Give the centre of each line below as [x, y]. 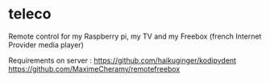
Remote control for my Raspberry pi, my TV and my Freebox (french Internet [135, 36]
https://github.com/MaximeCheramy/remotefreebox [94, 68]
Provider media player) [46, 44]
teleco [30, 14]
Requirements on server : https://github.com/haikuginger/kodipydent [122, 60]
